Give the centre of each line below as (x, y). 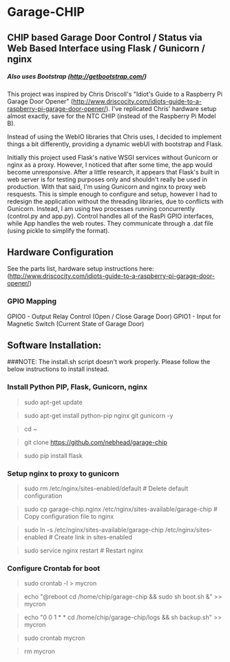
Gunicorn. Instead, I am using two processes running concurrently (101, 208)
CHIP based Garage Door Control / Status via (105, 38)
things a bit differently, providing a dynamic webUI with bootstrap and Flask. (115, 144)
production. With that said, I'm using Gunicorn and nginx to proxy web (106, 186)
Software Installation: (54, 345)
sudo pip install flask (53, 455)
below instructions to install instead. (58, 369)
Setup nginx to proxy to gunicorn (63, 473)
